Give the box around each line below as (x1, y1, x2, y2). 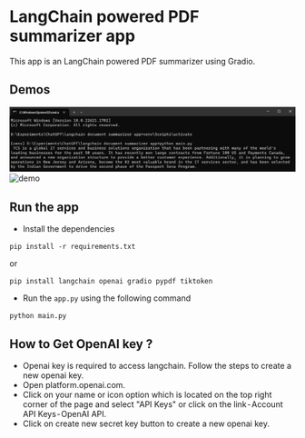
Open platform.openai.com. (22, 380, 125, 391)
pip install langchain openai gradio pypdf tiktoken (9, 277, 213, 286)
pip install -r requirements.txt (9, 243, 136, 252)
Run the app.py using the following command (22, 293, 192, 304)
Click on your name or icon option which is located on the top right (22, 389, 272, 401)
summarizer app (9, 25, 136, 46)
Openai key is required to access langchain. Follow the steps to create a (22, 361, 292, 372)
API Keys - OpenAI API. (22, 409, 107, 420)
